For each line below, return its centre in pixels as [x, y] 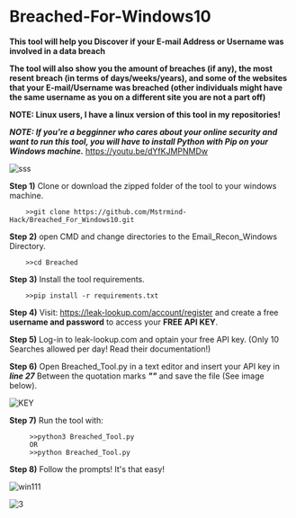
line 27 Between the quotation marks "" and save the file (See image [137, 376]
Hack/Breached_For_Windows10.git [72, 219]
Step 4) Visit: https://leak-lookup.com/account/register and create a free [144, 312]
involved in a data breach [58, 50]
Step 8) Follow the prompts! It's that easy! [87, 469]
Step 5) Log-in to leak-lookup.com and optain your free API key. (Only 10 [144, 339]
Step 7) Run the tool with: [56, 420]
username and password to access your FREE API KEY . [114, 322]
